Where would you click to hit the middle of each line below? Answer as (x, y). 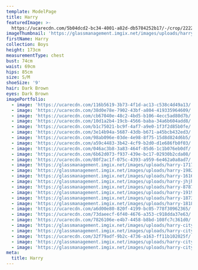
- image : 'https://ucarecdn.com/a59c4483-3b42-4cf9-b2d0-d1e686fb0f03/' (103, 143)
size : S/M (18, 77)
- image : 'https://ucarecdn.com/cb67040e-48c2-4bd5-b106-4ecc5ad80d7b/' (103, 116)
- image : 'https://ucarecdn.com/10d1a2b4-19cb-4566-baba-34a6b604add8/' (103, 121)
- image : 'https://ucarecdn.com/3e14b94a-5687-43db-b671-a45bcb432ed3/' (103, 132)
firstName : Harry (27, 39)
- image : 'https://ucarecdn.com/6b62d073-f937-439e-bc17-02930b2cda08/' (103, 154)
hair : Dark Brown (27, 88)
